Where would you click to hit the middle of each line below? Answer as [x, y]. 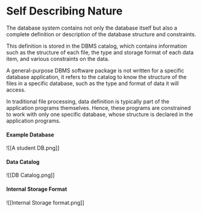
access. [16, 89]
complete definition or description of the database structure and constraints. [101, 34]
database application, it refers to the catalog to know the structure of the [96, 77]
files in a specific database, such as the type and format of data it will [93, 83]
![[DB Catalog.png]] [31, 175]
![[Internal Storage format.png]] [45, 202]
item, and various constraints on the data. [58, 59]
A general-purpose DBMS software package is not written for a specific [95, 70]
